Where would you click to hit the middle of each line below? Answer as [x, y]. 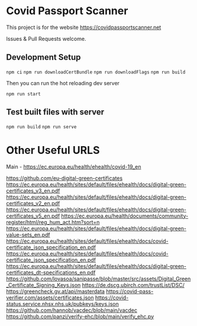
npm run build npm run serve [41, 127]
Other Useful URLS [53, 150]
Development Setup [43, 57]
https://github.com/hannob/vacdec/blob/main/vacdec [72, 310]
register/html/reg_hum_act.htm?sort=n [53, 222]
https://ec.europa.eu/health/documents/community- [125, 216]
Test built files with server [55, 112]
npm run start [24, 94]
